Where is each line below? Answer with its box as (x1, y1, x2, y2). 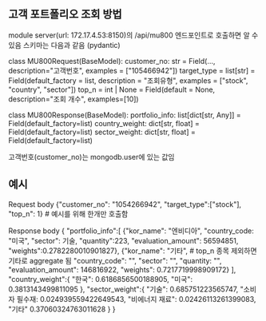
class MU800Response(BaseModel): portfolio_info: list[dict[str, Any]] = (8, 110, 241, 120)
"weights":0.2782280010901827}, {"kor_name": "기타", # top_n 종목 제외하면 (8, 246, 257, 256)
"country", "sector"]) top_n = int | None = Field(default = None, (8, 85, 216, 94)
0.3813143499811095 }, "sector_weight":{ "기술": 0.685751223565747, (8, 284, 239, 294)
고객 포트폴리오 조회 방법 (8, 7, 122, 22)
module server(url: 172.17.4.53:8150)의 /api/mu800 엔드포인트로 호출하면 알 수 (8, 30, 259, 40)
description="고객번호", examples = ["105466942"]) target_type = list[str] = (8, 65, 256, 75)
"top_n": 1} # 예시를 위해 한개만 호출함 (8, 208, 129, 218)
